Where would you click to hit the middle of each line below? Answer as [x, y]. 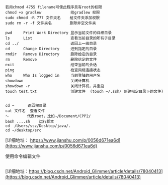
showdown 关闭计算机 [47, 81]
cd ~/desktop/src [23, 130]
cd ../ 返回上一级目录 [51, 44]
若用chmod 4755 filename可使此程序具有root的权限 [54, 7]
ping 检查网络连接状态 [53, 70]
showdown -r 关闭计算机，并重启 [55, 86]
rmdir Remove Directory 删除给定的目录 [51, 54]
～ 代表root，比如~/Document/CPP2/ [48, 116]
